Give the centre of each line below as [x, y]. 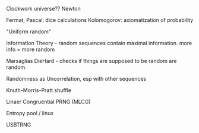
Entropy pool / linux [30, 113]
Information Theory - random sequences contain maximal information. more [99, 43]
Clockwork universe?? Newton [44, 9]
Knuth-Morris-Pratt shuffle [39, 90]
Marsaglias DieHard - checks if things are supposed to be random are [91, 61]
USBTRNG [19, 125]
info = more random [31, 49]
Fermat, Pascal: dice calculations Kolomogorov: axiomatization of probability [100, 20]
